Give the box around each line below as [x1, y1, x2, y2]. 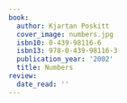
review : [8, 72, 38, 81]
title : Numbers [16, 64, 74, 73]
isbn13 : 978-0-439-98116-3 [16, 47, 118, 56]
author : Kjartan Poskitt [16, 21, 110, 30]
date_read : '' [16, 80, 69, 89]
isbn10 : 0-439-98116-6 [16, 38, 102, 47]
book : [8, 13, 29, 22]
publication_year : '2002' [16, 55, 114, 64]
